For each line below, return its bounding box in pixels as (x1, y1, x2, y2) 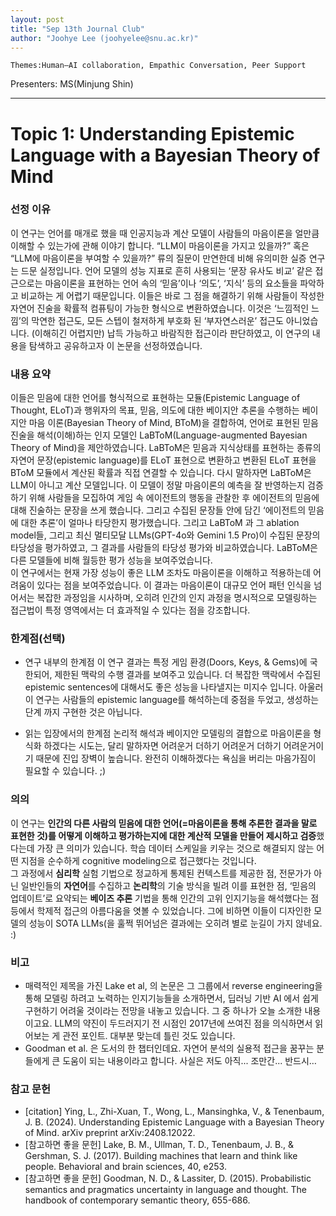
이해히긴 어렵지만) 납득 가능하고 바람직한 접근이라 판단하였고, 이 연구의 (34, 327, 310, 339)
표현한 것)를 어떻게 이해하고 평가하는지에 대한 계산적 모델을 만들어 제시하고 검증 (10, 829, 317, 841)
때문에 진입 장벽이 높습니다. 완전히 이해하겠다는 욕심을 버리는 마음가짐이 (35, 752, 317, 765)
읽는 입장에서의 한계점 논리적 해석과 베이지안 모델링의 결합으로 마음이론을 (24, 727, 312, 740)
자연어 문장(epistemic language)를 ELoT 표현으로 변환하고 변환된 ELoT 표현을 (10, 454, 317, 466)
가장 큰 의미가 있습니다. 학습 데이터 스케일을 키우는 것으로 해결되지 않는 (36, 842, 315, 854)
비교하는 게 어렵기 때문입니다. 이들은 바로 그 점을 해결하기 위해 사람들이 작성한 (20, 289, 325, 301)
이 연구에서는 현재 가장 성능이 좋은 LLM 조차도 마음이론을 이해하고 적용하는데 (10, 567, 312, 579)
